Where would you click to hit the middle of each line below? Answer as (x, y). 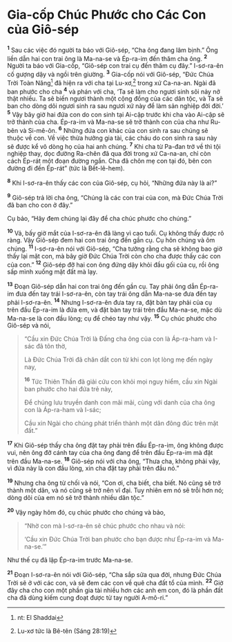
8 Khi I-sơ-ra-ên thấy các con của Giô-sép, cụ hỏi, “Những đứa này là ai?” (112, 182)
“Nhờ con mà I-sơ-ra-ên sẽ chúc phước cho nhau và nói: (105, 526)
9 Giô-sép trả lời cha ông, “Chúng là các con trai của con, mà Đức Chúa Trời (115, 197)
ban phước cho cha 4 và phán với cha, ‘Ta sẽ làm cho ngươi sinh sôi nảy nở (114, 91)
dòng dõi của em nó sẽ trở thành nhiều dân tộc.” (76, 498)
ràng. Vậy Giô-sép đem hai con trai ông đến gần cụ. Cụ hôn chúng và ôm (111, 240)
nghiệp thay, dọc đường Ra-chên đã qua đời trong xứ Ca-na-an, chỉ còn (109, 154)
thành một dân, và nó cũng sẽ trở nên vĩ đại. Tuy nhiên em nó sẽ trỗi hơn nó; (116, 490)
